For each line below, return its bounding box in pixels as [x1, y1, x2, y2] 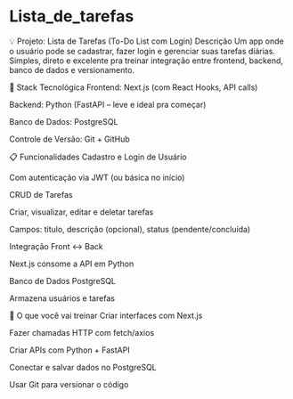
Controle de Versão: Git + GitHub [9, 134, 131, 144]
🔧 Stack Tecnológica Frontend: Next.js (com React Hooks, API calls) [9, 82, 258, 93]
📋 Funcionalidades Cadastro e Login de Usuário [9, 151, 187, 162]
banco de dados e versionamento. [9, 64, 135, 75]
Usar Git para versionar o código [9, 379, 129, 389]
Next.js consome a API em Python [9, 258, 134, 269]
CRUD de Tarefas [9, 189, 73, 199]
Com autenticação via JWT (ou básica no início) [9, 172, 185, 183]
